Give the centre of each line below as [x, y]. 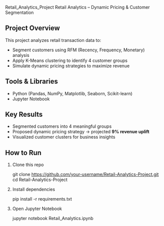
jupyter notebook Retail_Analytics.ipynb [53, 219]
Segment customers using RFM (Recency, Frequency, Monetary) [79, 50]
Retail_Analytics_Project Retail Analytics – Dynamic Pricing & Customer [78, 7]
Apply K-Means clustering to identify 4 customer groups [70, 60]
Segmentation [19, 12]
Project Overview [33, 28]
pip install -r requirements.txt [42, 199]
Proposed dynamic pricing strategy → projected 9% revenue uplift [81, 132]
